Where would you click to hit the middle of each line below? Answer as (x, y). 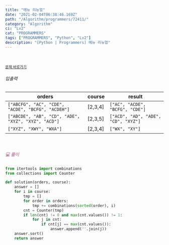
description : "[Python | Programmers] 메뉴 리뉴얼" (58, 43)
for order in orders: (46, 201)
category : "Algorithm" (29, 24)
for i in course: (32, 192)
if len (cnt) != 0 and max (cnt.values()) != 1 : (73, 215)
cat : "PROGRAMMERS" (26, 33)
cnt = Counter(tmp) (44, 210)
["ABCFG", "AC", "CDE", (36, 104)
